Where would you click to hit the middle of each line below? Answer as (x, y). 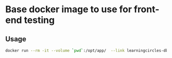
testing (39, 20)
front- (147, 9)
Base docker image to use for (69, 9)
